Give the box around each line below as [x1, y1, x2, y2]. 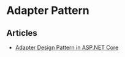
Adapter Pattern [6, 4, 90, 18]
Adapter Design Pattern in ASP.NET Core [15, 44, 119, 51]
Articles [6, 28, 38, 38]
